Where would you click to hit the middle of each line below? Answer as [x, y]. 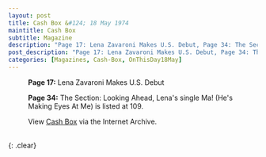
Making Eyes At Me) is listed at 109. [86, 106]
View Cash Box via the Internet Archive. [93, 121]
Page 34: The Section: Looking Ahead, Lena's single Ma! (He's [131, 98]
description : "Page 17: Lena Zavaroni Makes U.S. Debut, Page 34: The [127, 45]
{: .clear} [23, 145]
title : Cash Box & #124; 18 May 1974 [68, 23]
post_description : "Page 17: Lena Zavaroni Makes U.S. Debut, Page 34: [129, 52]
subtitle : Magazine [40, 38]
